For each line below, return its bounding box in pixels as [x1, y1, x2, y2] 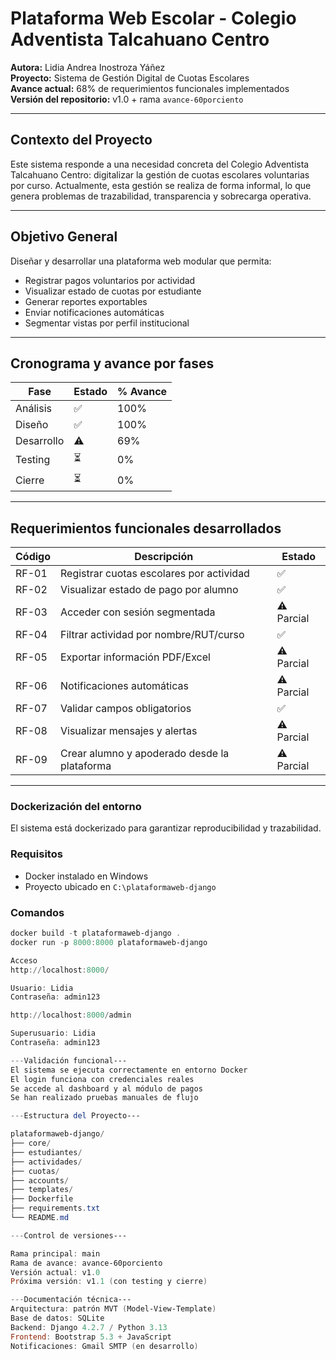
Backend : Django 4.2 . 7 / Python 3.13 [10, 1322, 168, 1332]
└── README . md [10, 1213, 70, 1223]
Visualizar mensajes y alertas [60, 724, 198, 738]
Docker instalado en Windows [24, 870, 149, 882]
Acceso [10, 955, 38, 966]
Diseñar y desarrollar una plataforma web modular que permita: [10, 255, 272, 267]
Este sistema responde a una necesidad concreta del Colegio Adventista [10, 158, 310, 170]
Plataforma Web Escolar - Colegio [10, 7, 297, 30]
